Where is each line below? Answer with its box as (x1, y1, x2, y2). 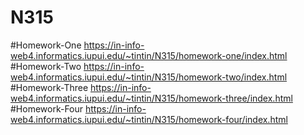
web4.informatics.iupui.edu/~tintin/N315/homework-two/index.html (10, 71, 288, 83)
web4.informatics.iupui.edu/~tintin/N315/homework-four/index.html (10, 113, 288, 125)
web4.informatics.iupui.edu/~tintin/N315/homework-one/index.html (10, 49, 288, 61)
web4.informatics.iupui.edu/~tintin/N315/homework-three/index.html (10, 92, 293, 104)
